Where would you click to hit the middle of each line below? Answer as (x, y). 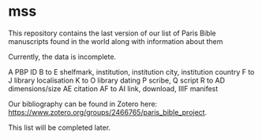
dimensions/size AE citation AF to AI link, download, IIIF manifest (113, 88)
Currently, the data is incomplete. (62, 57)
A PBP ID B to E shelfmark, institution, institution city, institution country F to (131, 72)
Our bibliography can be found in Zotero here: (83, 104)
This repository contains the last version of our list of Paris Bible (112, 33)
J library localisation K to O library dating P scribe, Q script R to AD (117, 80)
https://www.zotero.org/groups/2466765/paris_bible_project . (108, 112)
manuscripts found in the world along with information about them (116, 41)
